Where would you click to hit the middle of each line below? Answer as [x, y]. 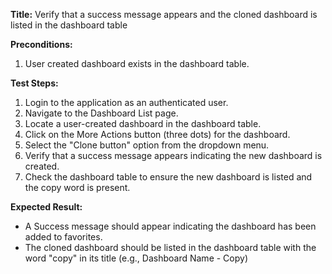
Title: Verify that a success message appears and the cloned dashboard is [164, 14]
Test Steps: [34, 83]
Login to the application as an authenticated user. [126, 102]
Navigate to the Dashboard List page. [101, 113]
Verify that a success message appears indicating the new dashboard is [173, 155]
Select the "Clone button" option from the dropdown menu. [147, 145]
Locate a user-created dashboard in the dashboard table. [143, 123]
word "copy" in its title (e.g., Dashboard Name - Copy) [136, 258]
